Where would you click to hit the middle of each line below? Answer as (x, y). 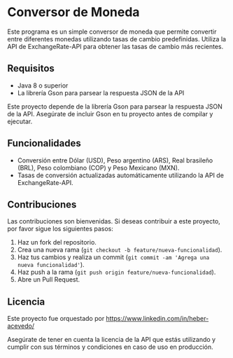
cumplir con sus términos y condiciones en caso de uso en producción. (110, 347)
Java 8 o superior (43, 85)
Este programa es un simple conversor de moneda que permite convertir (112, 32)
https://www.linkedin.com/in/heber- (157, 319)
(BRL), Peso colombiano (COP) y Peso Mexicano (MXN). (98, 167)
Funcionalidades (44, 143)
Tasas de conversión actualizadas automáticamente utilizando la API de (120, 175)
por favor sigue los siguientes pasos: (61, 229)
